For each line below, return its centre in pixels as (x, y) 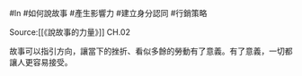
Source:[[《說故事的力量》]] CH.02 (70, 32)
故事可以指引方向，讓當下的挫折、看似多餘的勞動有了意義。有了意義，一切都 (151, 51)
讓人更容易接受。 (41, 62)
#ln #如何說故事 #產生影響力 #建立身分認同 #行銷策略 (108, 13)
